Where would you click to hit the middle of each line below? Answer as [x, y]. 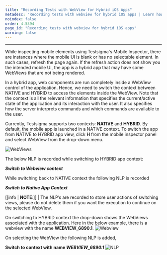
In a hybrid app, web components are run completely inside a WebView [78, 82]
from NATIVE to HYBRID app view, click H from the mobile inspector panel [81, 134]
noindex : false [21, 19]
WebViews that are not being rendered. [45, 73]
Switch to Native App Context [37, 188]
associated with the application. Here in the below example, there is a [76, 223]
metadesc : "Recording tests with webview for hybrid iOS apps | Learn [80, 14]
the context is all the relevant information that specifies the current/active [80, 98]
